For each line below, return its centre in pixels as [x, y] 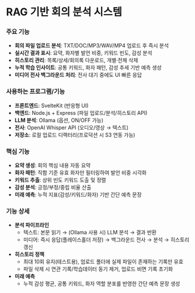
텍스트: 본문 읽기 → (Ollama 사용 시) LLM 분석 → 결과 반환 [90, 233]
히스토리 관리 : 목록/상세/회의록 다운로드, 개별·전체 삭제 [76, 60]
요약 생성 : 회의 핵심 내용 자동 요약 [53, 165]
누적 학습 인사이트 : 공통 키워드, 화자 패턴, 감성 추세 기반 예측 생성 [88, 67]
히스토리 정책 [29, 254]
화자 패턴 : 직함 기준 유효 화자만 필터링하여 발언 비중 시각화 [81, 173]
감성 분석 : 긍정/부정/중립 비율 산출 [53, 188]
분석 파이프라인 [32, 225]
